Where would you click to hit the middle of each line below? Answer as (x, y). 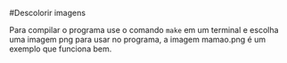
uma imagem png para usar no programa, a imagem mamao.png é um (137, 39)
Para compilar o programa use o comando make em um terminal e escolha (144, 30)
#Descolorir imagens (48, 13)
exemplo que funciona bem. (61, 49)
